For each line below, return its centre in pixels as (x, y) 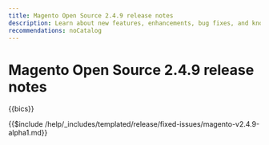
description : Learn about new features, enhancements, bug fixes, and (128, 23)
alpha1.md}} (28, 133)
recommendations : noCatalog (55, 30)
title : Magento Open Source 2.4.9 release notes (91, 16)
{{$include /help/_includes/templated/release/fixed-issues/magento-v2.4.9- (134, 124)
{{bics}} (21, 109)
